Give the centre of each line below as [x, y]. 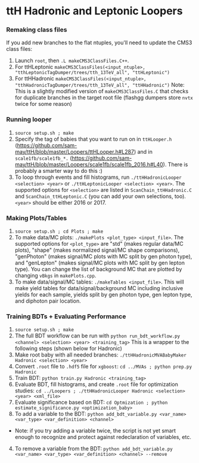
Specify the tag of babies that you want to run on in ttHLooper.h [93, 139]
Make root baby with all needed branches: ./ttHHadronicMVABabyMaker [100, 355]
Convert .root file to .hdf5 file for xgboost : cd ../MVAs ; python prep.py [103, 367]
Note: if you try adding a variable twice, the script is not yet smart [95, 431]
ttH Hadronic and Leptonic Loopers [94, 11]
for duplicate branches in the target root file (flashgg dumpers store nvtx [104, 98]
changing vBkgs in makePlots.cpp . [55, 276]
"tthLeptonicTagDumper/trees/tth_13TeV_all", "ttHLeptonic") [92, 73]
